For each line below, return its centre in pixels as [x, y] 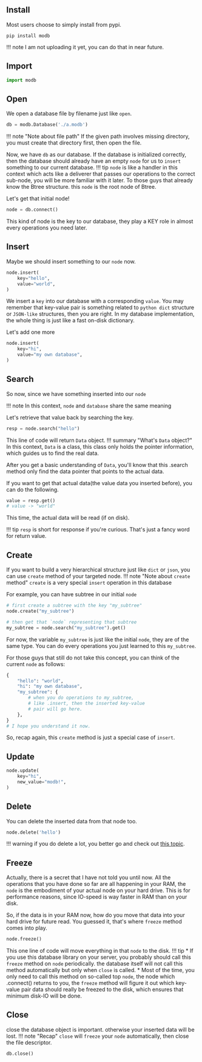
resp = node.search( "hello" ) [43, 428]
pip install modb [28, 36]
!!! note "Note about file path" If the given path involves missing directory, [98, 137]
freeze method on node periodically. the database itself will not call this [95, 964]
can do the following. [32, 489]
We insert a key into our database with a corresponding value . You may [95, 301]
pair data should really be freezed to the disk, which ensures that [102, 990]
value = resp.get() [31, 500]
